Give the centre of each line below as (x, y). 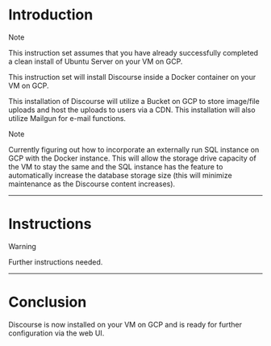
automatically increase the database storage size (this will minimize (120, 175)
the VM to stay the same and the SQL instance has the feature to (116, 166)
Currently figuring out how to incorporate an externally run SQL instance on (134, 149)
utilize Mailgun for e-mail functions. (67, 118)
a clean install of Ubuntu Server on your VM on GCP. (96, 61)
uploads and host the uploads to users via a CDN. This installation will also (132, 110)
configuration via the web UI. (56, 333)
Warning (22, 246)
